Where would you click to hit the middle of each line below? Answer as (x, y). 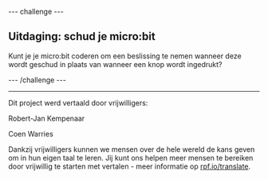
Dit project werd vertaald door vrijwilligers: (78, 102)
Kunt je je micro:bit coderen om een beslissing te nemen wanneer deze (125, 56)
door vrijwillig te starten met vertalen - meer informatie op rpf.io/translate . (130, 166)
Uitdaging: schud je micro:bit (82, 36)
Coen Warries (31, 133)
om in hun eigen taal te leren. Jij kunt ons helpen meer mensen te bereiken (131, 157)
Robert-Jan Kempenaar (47, 118)
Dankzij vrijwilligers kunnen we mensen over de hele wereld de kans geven (132, 149)
